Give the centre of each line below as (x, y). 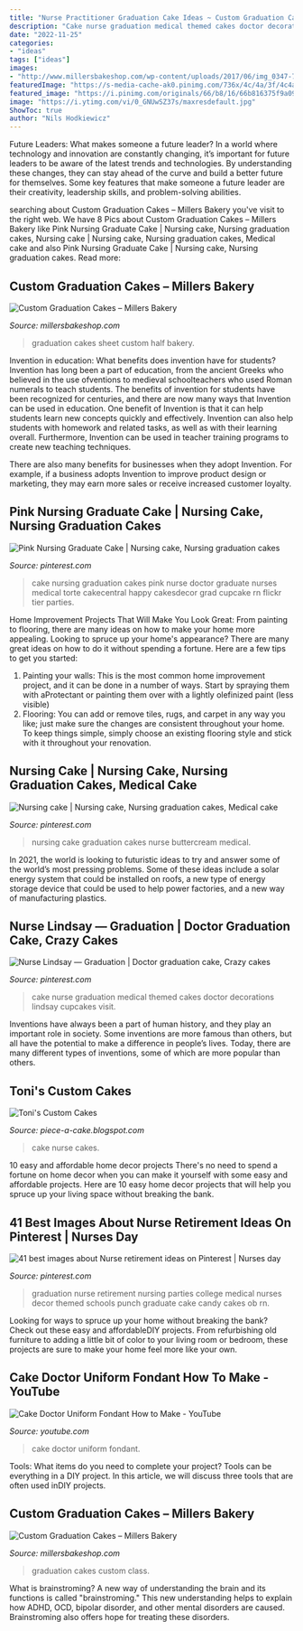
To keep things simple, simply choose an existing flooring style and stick (157, 733)
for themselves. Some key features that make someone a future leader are (147, 183)
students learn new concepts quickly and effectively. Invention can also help (151, 417)
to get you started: (44, 658)
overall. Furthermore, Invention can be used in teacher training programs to (149, 437)
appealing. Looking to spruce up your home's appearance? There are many (149, 639)
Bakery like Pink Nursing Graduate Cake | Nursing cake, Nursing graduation (150, 229)
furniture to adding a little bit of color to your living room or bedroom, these (149, 1340)
